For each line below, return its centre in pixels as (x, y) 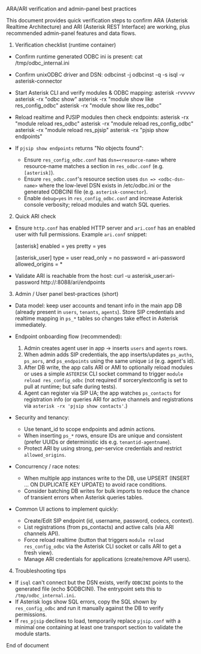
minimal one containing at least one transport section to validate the (99, 627)
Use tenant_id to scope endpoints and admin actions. (90, 429)
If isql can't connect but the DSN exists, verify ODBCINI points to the (99, 582)
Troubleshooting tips (40, 571)
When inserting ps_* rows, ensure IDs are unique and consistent (103, 435)
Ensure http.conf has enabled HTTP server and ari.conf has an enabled (105, 228)
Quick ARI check (35, 216)
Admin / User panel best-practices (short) (67, 294)
